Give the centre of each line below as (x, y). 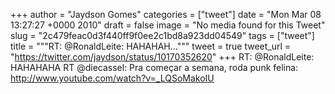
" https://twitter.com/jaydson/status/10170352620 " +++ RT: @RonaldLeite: (162, 57)
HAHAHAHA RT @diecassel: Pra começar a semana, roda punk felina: (154, 67)
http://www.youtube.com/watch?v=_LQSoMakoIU (112, 78)
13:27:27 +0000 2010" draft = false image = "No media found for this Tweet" (168, 25)
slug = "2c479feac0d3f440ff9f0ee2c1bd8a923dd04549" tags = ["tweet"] (162, 35)
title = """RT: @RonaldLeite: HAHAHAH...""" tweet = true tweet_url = (151, 46)
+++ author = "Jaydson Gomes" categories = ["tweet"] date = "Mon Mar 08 (166, 14)
